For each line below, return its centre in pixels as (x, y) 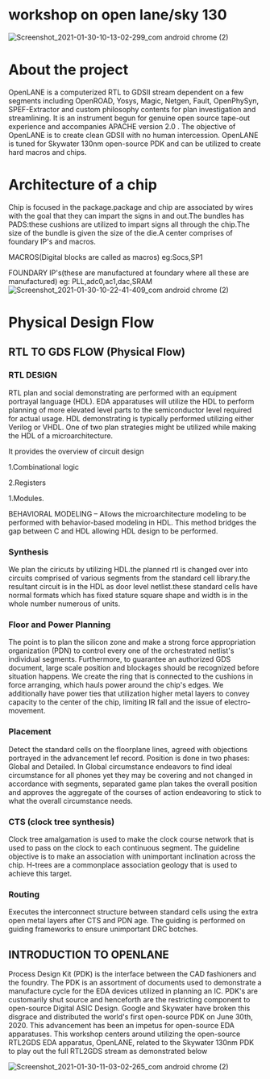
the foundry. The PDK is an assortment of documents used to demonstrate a (135, 982)
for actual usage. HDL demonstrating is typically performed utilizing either (131, 418)
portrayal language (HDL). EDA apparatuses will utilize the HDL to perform (131, 401)
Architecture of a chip (83, 185)
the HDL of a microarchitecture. (61, 435)
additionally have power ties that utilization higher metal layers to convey (129, 694)
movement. (27, 711)
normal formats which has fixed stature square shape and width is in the (128, 595)
